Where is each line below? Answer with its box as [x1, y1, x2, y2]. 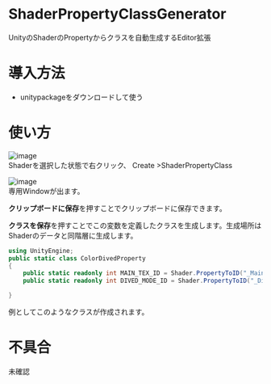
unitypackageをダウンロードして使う [19, 92, 144, 102]
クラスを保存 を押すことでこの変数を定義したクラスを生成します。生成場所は [8, 220, 262, 230]
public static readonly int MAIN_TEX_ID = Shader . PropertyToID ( [23, 269, 244, 277]
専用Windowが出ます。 [8, 186, 85, 196]
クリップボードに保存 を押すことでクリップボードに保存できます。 [8, 203, 227, 213]
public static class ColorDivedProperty [8, 254, 147, 263]
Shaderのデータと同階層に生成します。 [8, 230, 138, 240]
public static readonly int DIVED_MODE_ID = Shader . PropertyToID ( [23, 276, 251, 285]
